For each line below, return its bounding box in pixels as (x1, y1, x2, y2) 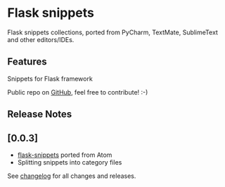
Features (7, 56, 47, 68)
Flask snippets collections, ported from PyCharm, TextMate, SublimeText (7, 28, 218, 36)
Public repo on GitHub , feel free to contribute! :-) (7, 88, 148, 96)
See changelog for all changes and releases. (7, 172, 136, 180)
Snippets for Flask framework (7, 74, 93, 83)
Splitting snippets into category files (17, 158, 122, 166)
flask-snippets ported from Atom (17, 151, 112, 159)
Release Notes (7, 109, 72, 120)
